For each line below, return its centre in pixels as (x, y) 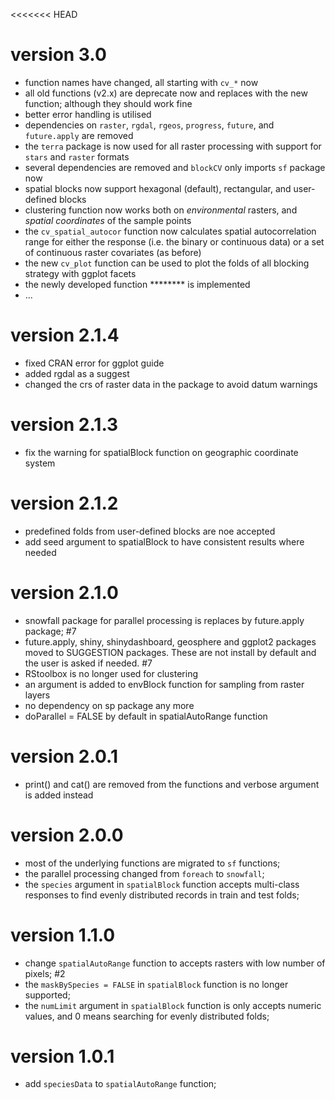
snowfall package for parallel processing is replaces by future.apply (164, 620)
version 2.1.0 (64, 592)
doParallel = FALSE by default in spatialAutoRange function (146, 716)
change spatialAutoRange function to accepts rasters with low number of (175, 963)
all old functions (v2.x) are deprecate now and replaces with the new (166, 93)
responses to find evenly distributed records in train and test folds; (162, 895)
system (40, 463)
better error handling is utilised (88, 114)
